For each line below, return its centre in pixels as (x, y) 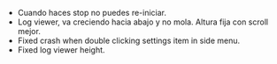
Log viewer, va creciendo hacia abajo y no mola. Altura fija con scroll (142, 22)
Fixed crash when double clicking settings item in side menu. (129, 40)
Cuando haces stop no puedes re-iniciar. (92, 13)
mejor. (29, 31)
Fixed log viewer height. (61, 50)
